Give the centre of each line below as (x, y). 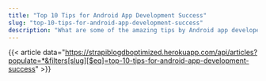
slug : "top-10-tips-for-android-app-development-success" (106, 23)
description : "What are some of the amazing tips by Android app (118, 30)
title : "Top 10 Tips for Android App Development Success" (108, 15)
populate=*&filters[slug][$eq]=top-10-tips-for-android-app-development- (129, 61)
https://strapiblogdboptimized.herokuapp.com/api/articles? (161, 53)
